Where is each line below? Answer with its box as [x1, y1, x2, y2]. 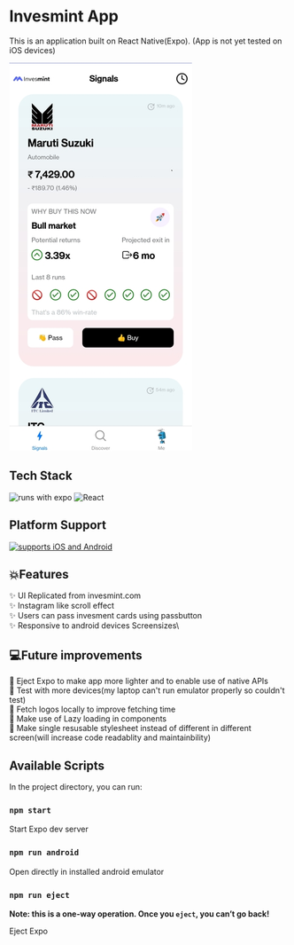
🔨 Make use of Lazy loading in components [9, 713, 166, 724]
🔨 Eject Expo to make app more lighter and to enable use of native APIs [9, 676, 268, 687]
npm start [9, 805, 51, 815]
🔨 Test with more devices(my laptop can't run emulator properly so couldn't [9, 685, 285, 696]
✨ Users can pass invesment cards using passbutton [9, 610, 203, 621]
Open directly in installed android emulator [9, 866, 165, 877]
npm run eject [9, 890, 70, 900]
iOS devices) [9, 44, 56, 55]
